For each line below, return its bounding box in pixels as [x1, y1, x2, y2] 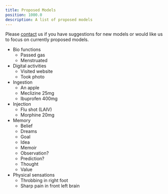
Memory [12, 118, 31, 124]
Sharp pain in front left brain [20, 183, 80, 189]
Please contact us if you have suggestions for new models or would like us [5, 31, 163, 37]
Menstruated [20, 57, 48, 64]
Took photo [20, 74, 45, 80]
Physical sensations [12, 172, 55, 178]
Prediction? [20, 156, 45, 162]
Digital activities [12, 63, 47, 69]
